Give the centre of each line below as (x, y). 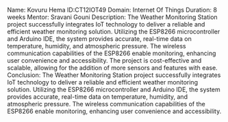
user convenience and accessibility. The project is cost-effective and (104, 60)
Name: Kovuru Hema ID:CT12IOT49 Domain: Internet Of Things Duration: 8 (112, 10)
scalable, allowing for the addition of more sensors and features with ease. (112, 68)
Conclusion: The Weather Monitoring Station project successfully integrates (114, 75)
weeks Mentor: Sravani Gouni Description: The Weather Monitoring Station (112, 17)
